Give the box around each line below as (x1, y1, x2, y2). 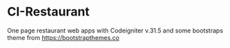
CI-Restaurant (7, 4, 90, 20)
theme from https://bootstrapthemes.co (7, 33, 120, 41)
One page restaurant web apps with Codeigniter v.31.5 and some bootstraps (7, 26, 224, 34)
